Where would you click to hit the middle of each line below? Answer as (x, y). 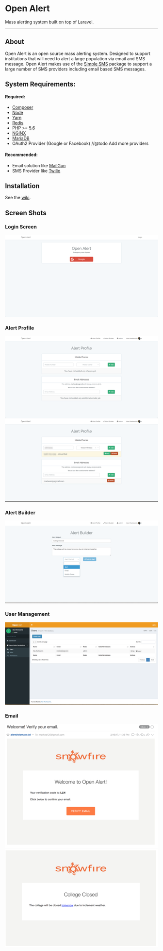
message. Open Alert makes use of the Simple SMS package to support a (78, 64)
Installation (22, 186)
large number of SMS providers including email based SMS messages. (75, 69)
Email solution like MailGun (39, 165)
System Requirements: (40, 84)
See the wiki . (18, 198)
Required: (15, 96)
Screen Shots (26, 213)
